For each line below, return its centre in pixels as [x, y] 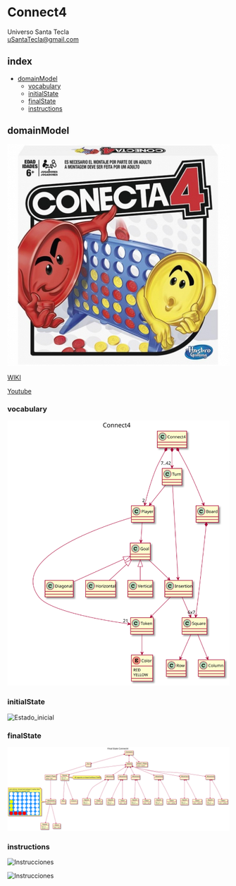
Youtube [19, 391]
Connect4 [37, 12]
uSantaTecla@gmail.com [43, 39]
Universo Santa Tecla [38, 32]
